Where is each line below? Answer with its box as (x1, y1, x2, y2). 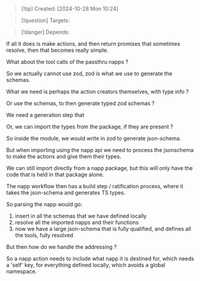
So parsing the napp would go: (6, 201, 83, 207)
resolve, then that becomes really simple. (6, 46, 108, 54)
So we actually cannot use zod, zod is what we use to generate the (6, 70, 173, 77)
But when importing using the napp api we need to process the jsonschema (6, 147, 194, 153)
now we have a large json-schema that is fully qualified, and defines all (14, 226, 192, 232)
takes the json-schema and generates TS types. (6, 189, 125, 196)
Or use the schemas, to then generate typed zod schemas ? (6, 99, 155, 107)
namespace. (6, 268, 37, 275)
